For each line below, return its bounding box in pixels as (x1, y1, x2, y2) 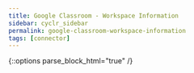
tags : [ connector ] (8, 34, 70, 43)
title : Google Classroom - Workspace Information (8, 11, 179, 20)
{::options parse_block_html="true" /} (8, 56, 133, 66)
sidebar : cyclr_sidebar (8, 19, 89, 27)
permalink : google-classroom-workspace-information (8, 26, 186, 34)
